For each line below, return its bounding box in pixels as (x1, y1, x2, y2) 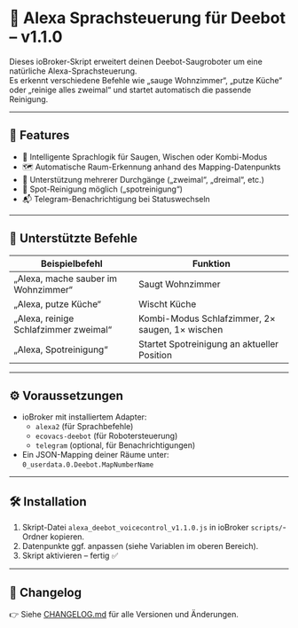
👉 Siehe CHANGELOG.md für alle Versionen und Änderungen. (9, 609, 239, 619)
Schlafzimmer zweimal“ (13, 323, 113, 335)
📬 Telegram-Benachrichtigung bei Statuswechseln (21, 193, 210, 204)
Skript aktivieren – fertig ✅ (21, 550, 119, 561)
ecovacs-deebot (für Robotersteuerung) (35, 430, 178, 442)
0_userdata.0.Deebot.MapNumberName (21, 460, 154, 469)
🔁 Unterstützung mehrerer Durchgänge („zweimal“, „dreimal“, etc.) (21, 174, 264, 184)
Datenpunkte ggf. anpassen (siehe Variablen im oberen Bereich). (21, 541, 259, 552)
